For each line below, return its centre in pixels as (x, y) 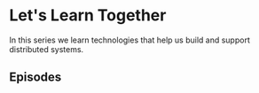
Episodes (35, 77)
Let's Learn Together (88, 15)
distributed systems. (47, 49)
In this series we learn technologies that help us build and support (129, 40)
